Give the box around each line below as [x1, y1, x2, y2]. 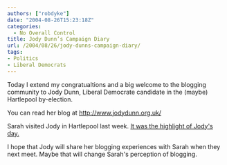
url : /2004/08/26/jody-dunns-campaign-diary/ [7, 42, 140, 49]
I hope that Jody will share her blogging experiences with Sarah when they [7, 142, 221, 151]
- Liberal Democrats [7, 61, 67, 68]
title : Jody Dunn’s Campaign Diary [7, 36, 110, 43]
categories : [7, 23, 42, 30]
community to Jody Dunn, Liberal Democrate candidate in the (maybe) [7, 88, 208, 96]
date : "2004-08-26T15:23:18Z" [7, 17, 95, 23]
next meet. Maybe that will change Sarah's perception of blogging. [7, 150, 197, 158]
